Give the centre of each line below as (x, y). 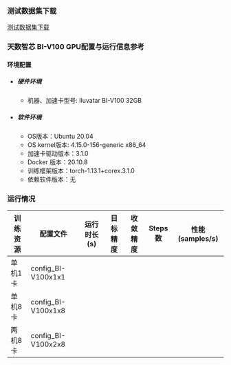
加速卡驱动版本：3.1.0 (58, 153)
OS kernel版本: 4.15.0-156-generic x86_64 (87, 145)
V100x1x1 (48, 277)
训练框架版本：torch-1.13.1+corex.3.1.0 (81, 170)
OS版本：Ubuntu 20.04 (60, 136)
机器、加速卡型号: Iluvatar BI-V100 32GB (85, 100)
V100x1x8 (48, 310)
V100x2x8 (48, 344)
